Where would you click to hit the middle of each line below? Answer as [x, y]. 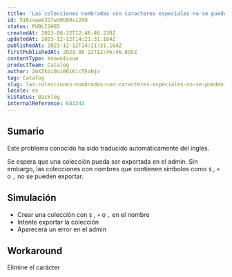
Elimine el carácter [33, 267]
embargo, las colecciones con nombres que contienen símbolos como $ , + [114, 169]
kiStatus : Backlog [33, 97]
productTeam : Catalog [38, 65]
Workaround [35, 250]
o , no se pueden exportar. [46, 176]
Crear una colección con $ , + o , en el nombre [83, 214]
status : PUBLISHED [33, 26]
